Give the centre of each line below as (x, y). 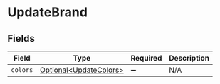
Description (189, 58)
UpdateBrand (47, 12)
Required (146, 58)
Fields (21, 38)
